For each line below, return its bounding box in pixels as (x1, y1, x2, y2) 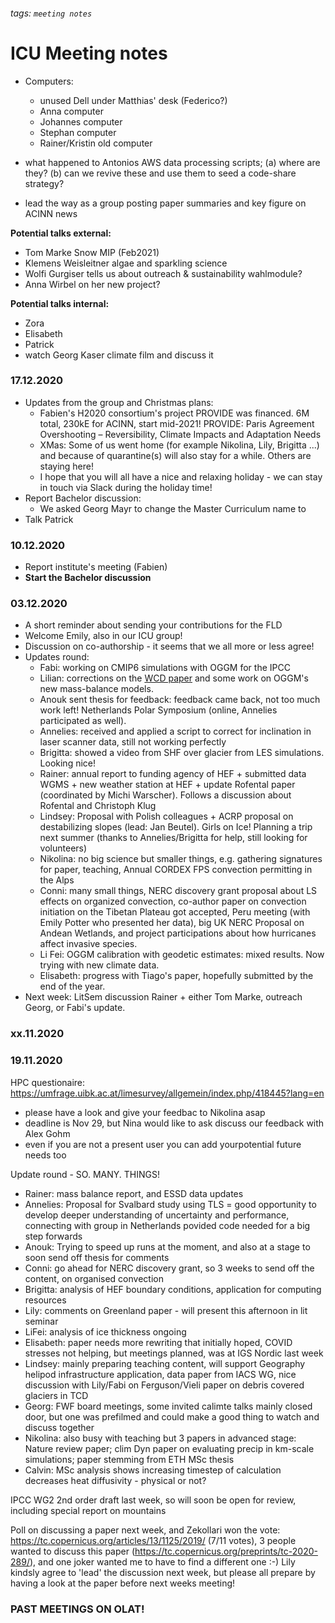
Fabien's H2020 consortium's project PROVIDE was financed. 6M (39, 407, 310, 419)
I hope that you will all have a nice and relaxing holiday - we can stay (39, 470, 323, 483)
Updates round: (24, 651, 90, 663)
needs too (24, 1149, 67, 1161)
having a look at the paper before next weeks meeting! (10, 1577, 236, 1589)
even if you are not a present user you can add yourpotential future (24, 1138, 302, 1150)
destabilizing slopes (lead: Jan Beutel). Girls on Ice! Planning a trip (39, 821, 313, 833)
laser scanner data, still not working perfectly (39, 736, 227, 748)
